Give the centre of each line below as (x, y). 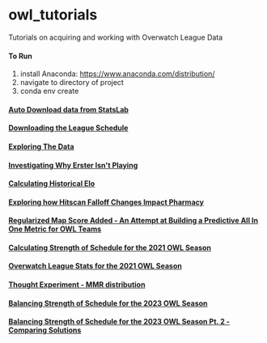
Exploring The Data (41, 146)
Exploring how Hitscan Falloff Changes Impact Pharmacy (106, 202)
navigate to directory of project (72, 83)
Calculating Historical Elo (52, 184)
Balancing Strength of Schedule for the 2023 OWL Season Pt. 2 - (119, 322)
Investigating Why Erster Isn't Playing (73, 165)
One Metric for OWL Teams (55, 229)
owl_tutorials (53, 15)
